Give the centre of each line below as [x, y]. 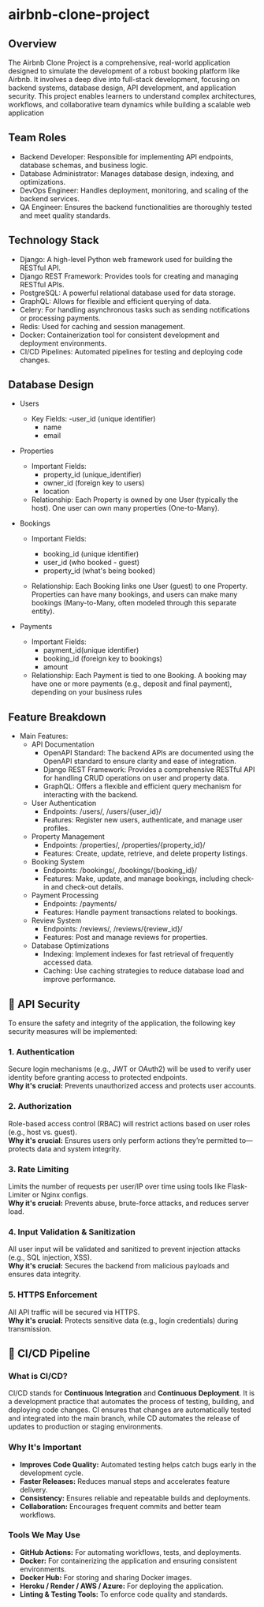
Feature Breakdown [57, 717]
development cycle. [52, 1473]
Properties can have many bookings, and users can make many [134, 594]
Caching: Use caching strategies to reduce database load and [143, 971]
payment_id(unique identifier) [91, 650]
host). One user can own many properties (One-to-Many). [125, 508]
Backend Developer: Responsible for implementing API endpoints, [126, 156]
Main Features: [44, 736]
